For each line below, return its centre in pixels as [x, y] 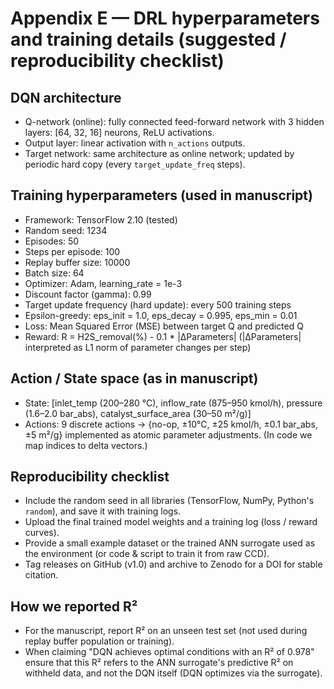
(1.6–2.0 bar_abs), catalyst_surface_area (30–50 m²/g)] [138, 413]
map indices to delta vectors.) [86, 445]
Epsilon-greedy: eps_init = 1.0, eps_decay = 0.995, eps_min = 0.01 [161, 315]
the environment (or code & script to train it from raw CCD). [147, 554]
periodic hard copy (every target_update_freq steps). [135, 164]
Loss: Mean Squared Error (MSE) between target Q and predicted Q [164, 326]
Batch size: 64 [54, 273]
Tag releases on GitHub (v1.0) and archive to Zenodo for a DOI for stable [173, 564]
